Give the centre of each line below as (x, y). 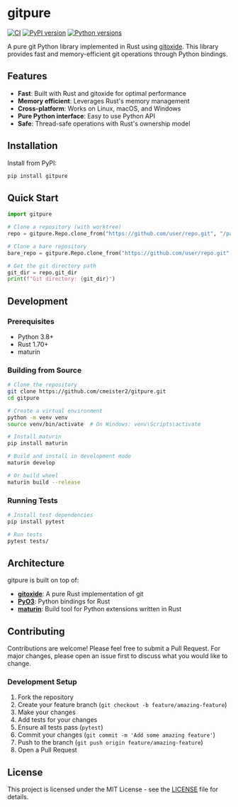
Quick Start (33, 197)
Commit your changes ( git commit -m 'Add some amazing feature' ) (117, 735)
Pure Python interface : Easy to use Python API (86, 116)
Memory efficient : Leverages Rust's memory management (103, 101)
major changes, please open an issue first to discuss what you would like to (118, 656)
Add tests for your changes (57, 720)
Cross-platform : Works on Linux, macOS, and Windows (99, 108)
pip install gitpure (38, 176)
